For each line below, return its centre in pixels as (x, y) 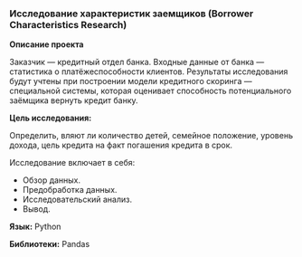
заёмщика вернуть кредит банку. (74, 100)
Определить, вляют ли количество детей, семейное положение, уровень (151, 136)
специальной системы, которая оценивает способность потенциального (151, 91)
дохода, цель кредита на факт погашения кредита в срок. (121, 145)
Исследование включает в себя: (72, 163)
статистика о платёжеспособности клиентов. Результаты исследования (149, 71)
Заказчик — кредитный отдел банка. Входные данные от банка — (137, 62)
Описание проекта (47, 44)
